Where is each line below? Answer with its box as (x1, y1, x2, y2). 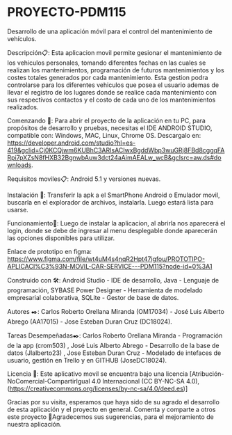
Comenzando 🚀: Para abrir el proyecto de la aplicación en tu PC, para (7, 116, 206, 125)
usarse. (7, 205, 29, 214)
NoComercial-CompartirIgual (7, 377, 90, 385)
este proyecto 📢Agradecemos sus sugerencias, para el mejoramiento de (7, 412, 214, 421)
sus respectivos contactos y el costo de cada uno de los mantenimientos (7, 95, 216, 104)
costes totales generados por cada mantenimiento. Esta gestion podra (7, 73, 208, 81)
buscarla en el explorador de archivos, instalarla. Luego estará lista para (7, 198, 214, 206)
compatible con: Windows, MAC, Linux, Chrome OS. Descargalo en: (7, 131, 201, 139)
